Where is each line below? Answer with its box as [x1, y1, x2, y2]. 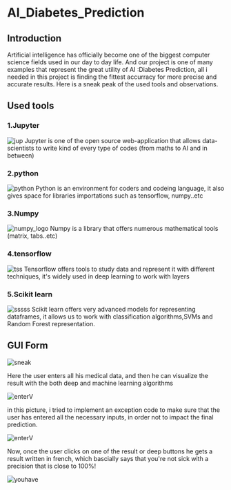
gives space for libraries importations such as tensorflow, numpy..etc [7, 191, 203, 200]
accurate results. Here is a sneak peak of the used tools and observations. [7, 80, 219, 88]
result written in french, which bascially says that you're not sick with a [7, 454, 209, 462]
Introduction [7, 32, 62, 44]
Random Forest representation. [7, 319, 95, 328]
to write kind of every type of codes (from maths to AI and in [35, 144, 208, 152]
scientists [7, 144, 34, 152]
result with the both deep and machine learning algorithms [7, 379, 174, 387]
